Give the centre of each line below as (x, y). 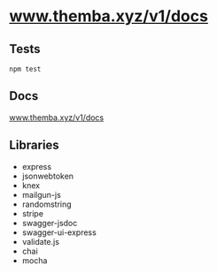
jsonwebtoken (47, 176)
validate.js (41, 241)
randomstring (47, 204)
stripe (33, 213)
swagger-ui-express (59, 232)
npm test (25, 69)
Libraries (34, 145)
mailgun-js (42, 194)
